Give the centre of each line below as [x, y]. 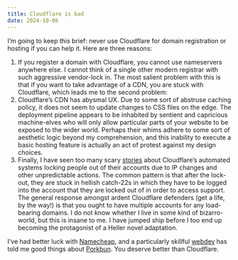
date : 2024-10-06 [33, 21]
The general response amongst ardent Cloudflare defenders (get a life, [121, 197]
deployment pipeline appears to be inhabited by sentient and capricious [123, 115]
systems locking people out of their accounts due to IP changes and [117, 167]
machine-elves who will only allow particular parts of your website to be [123, 122]
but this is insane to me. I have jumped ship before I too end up [130, 220]
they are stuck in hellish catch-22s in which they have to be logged [129, 182]
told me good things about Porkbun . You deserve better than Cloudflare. [113, 249]
